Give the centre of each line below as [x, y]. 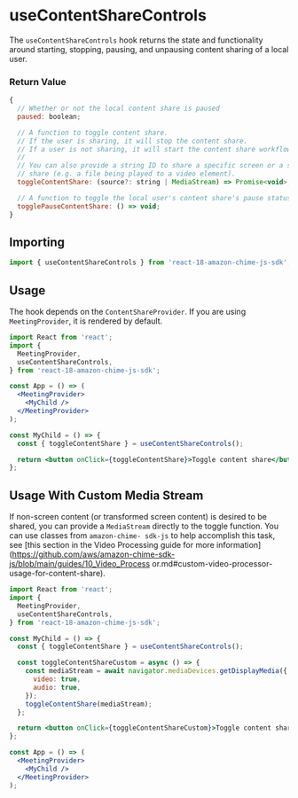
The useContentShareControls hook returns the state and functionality [136, 40]
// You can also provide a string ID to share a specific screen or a [150, 166]
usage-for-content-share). [58, 574]
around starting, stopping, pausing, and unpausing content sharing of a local [149, 49]
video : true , [57, 679]
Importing [37, 242]
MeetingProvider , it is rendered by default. [86, 321]
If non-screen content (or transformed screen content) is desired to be [138, 517]
